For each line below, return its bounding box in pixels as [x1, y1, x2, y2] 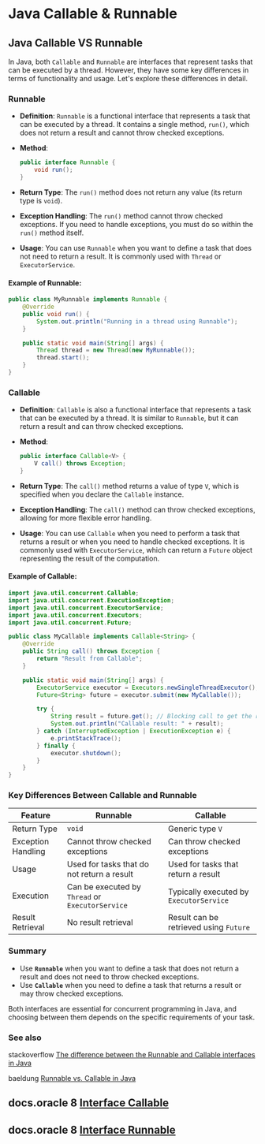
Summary [8, 945, 47, 956]
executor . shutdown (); [50, 749, 122, 757]
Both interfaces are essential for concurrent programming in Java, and [8, 1004, 237, 1013]
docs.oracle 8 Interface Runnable [8, 1123, 176, 1136]
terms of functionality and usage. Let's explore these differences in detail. [8, 74, 248, 83]
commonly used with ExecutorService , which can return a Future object [19, 545, 253, 554]
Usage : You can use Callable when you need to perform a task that [19, 528, 241, 538]
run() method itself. [19, 228, 84, 237]
